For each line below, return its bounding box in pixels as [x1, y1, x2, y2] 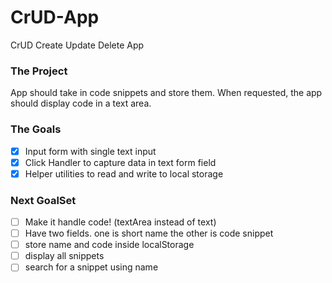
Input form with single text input [24, 145, 157, 157]
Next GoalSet [10, 193, 77, 207]
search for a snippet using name [24, 261, 159, 273]
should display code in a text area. [10, 97, 152, 110]
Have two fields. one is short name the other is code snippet [24, 227, 274, 240]
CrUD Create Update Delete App [10, 39, 145, 51]
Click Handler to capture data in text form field [24, 156, 217, 168]
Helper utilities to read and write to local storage [24, 167, 224, 180]
